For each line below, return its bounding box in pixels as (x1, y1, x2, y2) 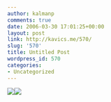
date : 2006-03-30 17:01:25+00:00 (7, 23, 105, 30)
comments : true (7, 17, 52, 24)
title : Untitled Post (7, 49, 71, 56)
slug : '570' (7, 42, 42, 49)
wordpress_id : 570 (7, 56, 61, 62)
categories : (7, 62, 42, 69)
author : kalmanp (7, 10, 54, 17)
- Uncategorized (7, 68, 54, 75)
